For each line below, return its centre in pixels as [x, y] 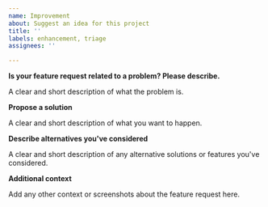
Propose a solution [40, 108]
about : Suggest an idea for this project [79, 23]
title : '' [25, 31]
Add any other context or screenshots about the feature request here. [124, 194]
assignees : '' [32, 46]
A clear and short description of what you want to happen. [105, 123]
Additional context [40, 179]
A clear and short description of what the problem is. [96, 92]
